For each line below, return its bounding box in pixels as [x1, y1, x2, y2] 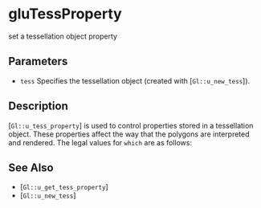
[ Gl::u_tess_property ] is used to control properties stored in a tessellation [8, 120, 254, 130]
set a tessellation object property [8, 31, 118, 41]
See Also [8, 161, 54, 174]
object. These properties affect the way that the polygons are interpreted [8, 129, 251, 139]
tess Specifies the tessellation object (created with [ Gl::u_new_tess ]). [19, 75, 251, 85]
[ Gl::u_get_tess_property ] [19, 182, 108, 192]
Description [8, 100, 68, 113]
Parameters [8, 55, 68, 68]
